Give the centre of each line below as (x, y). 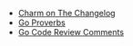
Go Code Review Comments (71, 32)
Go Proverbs (41, 23)
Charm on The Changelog (66, 13)
